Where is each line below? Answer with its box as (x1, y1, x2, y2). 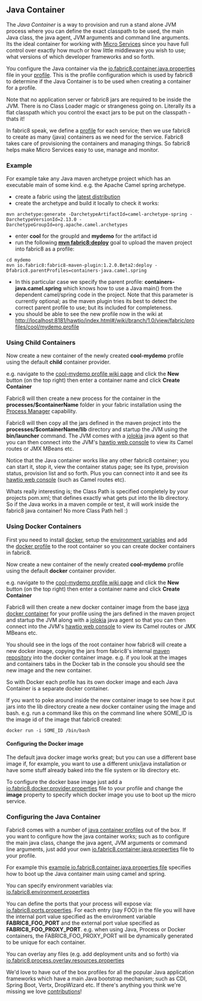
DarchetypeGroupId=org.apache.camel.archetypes (6, 222, 128, 228)
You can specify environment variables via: (6, 882, 113, 889)
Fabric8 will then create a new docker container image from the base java (6, 603, 189, 611)
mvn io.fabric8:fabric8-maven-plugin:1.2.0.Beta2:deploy (6, 263, 153, 269)
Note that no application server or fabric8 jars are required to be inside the (6, 96, 191, 103)
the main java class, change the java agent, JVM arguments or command (6, 839, 188, 847)
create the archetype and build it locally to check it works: (14, 200, 160, 207)
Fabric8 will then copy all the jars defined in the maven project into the (6, 419, 181, 427)
